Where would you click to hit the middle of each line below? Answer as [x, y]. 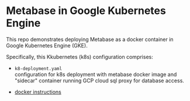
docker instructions [38, 92]
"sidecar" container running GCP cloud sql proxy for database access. [99, 81]
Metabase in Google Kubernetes [86, 11]
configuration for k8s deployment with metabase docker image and [96, 74]
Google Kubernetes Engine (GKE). [47, 46]
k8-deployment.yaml [38, 68]
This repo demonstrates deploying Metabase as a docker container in [90, 39]
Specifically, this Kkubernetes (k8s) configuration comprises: [80, 57]
